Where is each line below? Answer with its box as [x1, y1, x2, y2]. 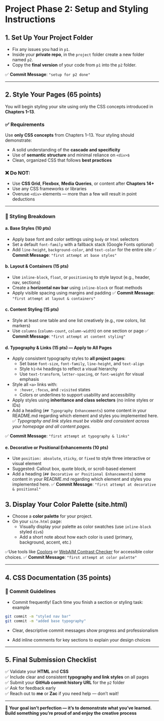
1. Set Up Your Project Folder [5, 33, 93, 42]
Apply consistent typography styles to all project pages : [12, 355, 126, 361]
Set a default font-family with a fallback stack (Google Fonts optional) [12, 241, 154, 247]
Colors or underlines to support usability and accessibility [19, 392, 136, 398]
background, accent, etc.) [19, 539, 72, 545]
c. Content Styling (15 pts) [5, 306, 59, 312]
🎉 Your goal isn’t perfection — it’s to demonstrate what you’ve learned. [5, 705, 152, 711]
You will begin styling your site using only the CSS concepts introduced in [5, 103, 153, 109]
